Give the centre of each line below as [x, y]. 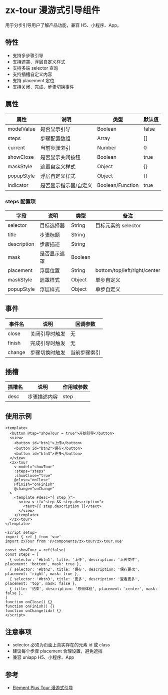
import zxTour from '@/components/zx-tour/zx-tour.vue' [64, 541]
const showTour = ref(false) [35, 550]
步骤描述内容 [43, 397]
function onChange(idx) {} [33, 611]
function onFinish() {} [30, 606]
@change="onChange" [34, 489]
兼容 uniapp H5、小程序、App [43, 657]
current [16, 147]
